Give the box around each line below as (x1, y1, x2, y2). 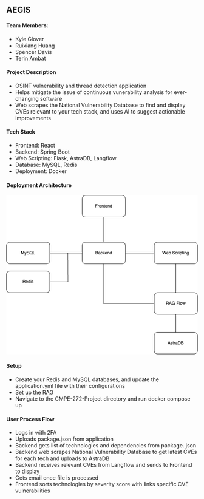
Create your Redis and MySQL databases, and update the (15, 376, 160, 383)
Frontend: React (15, 142, 56, 149)
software (39, 95, 63, 102)
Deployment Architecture (6, 182, 72, 189)
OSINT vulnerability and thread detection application (15, 82, 147, 89)
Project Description (6, 69, 56, 76)
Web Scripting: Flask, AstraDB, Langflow (15, 155, 117, 161)
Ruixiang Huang (15, 42, 55, 49)
